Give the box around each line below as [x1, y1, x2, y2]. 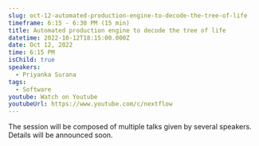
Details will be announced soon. [8, 130, 113, 140]
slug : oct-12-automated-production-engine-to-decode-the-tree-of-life [8, 11, 248, 20]
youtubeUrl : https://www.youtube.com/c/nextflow [8, 100, 173, 108]
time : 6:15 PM [8, 48, 56, 56]
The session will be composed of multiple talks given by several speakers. [8, 122, 253, 132]
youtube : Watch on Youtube [8, 93, 98, 101]
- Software [15, 85, 52, 94]
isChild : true [8, 56, 56, 64]
